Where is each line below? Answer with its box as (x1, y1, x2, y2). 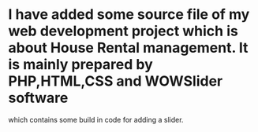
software (8, 89, 69, 107)
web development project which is (8, 22, 238, 40)
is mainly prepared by (8, 56, 154, 74)
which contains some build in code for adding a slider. (8, 115, 184, 124)
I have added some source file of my (8, 5, 250, 24)
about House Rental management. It (8, 39, 249, 57)
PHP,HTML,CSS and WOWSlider (8, 72, 223, 90)
